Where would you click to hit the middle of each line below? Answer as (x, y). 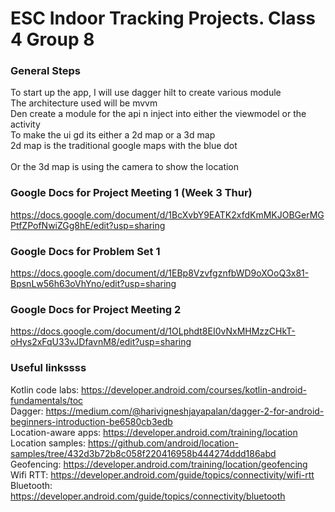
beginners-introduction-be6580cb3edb (91, 421)
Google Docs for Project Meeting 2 (96, 309)
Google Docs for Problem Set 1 (85, 251)
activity (25, 124)
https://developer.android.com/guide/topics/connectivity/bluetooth (148, 496)
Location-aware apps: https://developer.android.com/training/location (154, 432)
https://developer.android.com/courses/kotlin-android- (194, 389)
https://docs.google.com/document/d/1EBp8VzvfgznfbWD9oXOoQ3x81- (160, 273)
